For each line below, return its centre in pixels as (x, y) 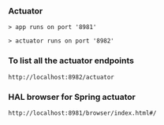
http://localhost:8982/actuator (61, 77)
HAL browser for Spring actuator (72, 97)
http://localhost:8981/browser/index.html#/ (82, 113)
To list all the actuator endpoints (71, 61)
